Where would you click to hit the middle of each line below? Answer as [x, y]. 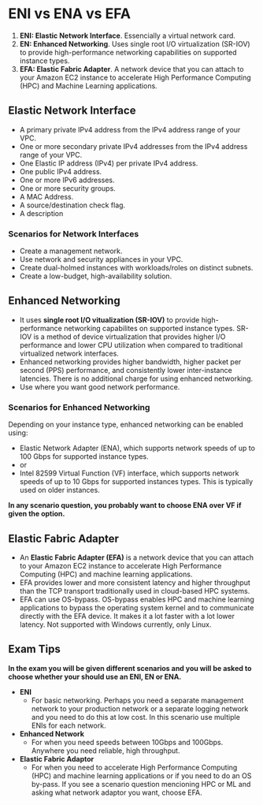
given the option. [37, 514]
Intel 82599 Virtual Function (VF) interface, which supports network [129, 473]
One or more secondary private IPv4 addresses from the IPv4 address [133, 146]
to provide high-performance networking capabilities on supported [128, 52]
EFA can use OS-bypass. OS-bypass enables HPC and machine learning [137, 599]
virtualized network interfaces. [69, 353]
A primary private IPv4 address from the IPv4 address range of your [130, 129]
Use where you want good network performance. [100, 386]
